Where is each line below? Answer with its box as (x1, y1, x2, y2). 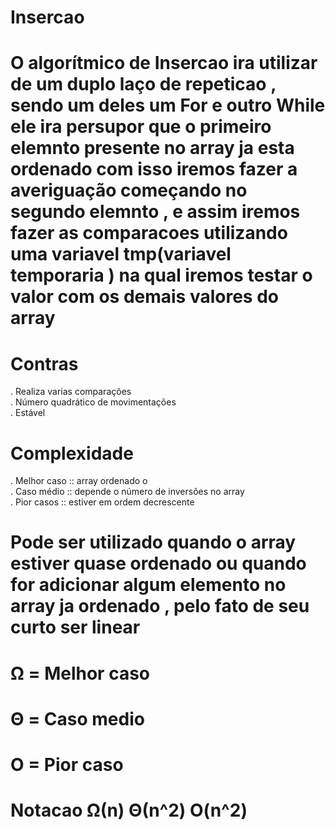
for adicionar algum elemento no (10, 574, 287, 596)
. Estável (10, 407, 46, 419)
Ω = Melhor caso (10, 662, 151, 685)
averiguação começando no (10, 179, 248, 202)
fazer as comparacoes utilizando (10, 222, 288, 245)
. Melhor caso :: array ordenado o (10, 475, 148, 487)
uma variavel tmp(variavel (10, 243, 232, 266)
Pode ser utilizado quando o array (10, 531, 297, 554)
